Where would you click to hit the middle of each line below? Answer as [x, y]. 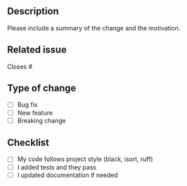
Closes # [20, 66]
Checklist [28, 143]
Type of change [42, 88]
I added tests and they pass [57, 167]
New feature [35, 113]
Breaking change [42, 120]
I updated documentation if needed [68, 175]
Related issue [37, 50]
